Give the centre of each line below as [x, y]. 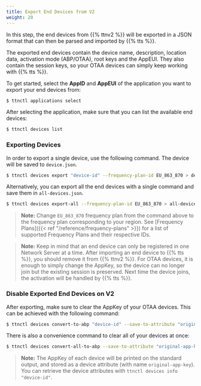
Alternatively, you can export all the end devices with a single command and [100, 187]
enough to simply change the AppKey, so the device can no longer [103, 265]
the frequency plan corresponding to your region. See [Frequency [102, 222]
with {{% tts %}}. [27, 71]
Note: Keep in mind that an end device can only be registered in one [105, 246]
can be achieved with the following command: [63, 313]
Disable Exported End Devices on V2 [60, 294]
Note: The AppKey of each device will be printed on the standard [101, 358]
